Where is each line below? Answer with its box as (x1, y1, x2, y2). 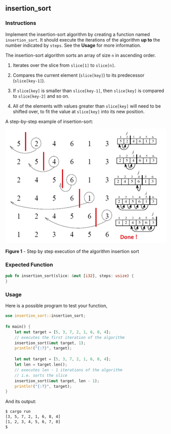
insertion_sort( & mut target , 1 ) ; (14, 340, 86, 346)
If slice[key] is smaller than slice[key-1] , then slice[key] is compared (12, 87, 164, 94)
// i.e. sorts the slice (14, 373, 68, 378)
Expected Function (5, 261, 53, 268)
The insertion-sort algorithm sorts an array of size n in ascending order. (5, 52, 156, 58)
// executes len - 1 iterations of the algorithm (14, 367, 123, 372)
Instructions (5, 20, 37, 27)
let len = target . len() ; (14, 362, 68, 367)
